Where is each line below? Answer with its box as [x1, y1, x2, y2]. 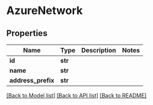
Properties [6, 28, 48, 38]
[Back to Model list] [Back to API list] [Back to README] [6, 92, 147, 99]
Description [81, 46, 116, 54]
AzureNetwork [6, 4, 83, 18]
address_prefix [9, 76, 55, 84]
